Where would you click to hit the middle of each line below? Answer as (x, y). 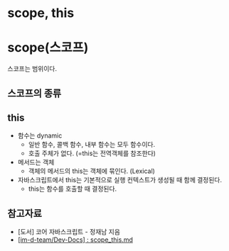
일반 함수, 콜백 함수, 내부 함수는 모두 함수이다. (91, 145)
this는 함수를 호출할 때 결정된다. (73, 189)
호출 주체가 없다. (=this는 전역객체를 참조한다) (92, 153)
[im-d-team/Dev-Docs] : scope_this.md (75, 240)
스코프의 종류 (34, 93)
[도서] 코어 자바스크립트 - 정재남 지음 (69, 232)
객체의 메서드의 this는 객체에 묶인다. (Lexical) (91, 171)
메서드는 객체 (36, 162)
